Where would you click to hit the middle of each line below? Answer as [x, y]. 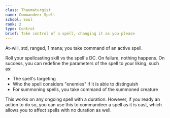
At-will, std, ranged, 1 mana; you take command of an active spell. [74, 48]
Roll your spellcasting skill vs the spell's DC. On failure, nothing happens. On [85, 58]
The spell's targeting [34, 79]
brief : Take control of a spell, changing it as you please [70, 34]
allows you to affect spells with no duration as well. [58, 110]
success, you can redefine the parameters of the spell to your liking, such [82, 63]
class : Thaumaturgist [28, 10]
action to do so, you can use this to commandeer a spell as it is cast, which [84, 105]
